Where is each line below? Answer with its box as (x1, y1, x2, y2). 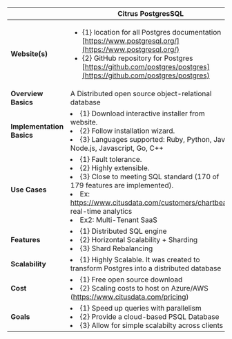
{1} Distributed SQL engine (79, 226, 167, 236)
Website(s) (10, 49, 48, 58)
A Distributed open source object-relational (70, 89, 212, 98)
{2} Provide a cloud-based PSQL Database (79, 312, 220, 321)
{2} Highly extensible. (79, 163, 150, 172)
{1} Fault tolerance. (79, 155, 142, 164)
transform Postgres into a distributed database (70, 264, 222, 273)
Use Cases (10, 185, 47, 194)
